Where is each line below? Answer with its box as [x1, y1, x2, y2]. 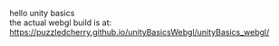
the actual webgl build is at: [9, 17, 112, 28]
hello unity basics [9, 8, 75, 18]
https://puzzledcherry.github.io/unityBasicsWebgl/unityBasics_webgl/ [9, 27, 270, 37]
